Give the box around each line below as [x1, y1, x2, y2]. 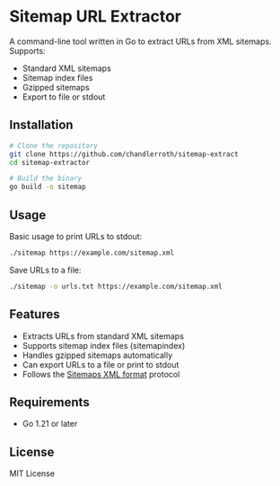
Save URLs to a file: [9, 265, 82, 275]
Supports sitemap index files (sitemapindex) [22, 340, 186, 351]
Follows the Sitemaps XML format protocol [22, 369, 180, 379]
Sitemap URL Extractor [9, 6, 182, 27]
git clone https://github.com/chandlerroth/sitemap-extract [9, 150, 240, 159]
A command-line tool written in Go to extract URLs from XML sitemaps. [9, 36, 272, 47]
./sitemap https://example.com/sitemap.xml [9, 248, 175, 257]
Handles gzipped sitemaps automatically [22, 350, 173, 360]
